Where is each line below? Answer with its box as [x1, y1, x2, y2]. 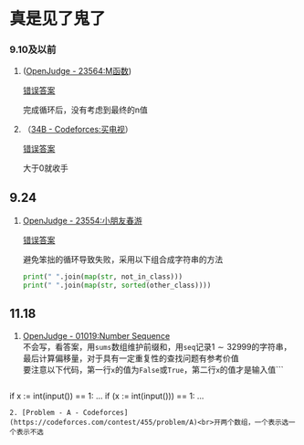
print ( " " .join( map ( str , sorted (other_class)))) [22, 281, 212, 291]
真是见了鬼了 [9, 8, 107, 29]
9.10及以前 [9, 43, 57, 56]
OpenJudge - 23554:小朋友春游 [22, 216, 143, 227]
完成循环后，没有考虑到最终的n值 [22, 104, 149, 115]
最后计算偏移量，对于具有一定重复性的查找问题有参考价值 [22, 353, 239, 364]
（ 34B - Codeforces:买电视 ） [22, 124, 134, 135]
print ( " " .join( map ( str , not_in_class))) [22, 272, 183, 281]
